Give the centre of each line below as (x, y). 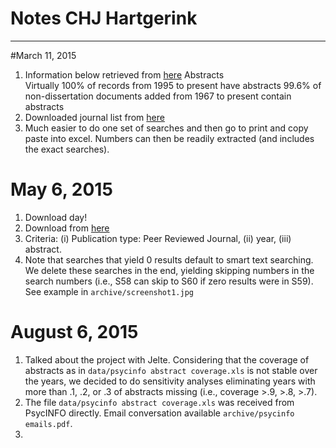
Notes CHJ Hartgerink (104, 18)
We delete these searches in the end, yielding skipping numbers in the (169, 270)
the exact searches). (67, 149)
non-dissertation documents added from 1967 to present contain (158, 96)
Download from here (67, 228)
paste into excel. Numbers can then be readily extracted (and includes (169, 138)
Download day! (56, 217)
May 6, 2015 (61, 189)
